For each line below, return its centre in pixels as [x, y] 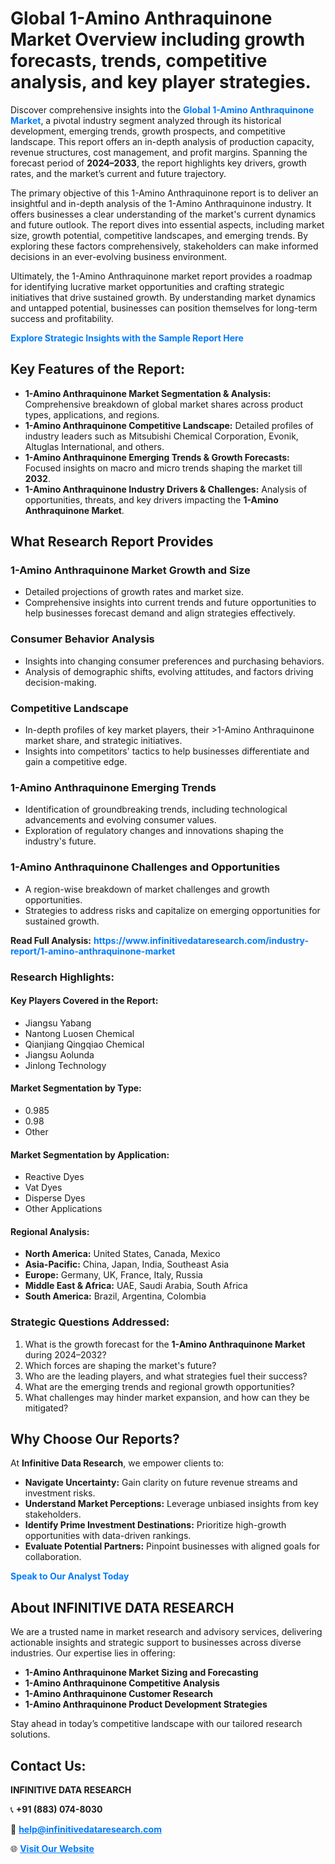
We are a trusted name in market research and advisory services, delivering [166, 1632]
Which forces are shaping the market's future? [120, 1365]
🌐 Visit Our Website [52, 1849]
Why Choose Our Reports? [95, 1439]
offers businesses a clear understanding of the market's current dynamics [163, 214]
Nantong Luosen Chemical [79, 1033]
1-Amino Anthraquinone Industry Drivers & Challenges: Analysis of [166, 489]
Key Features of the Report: [98, 369]
